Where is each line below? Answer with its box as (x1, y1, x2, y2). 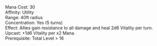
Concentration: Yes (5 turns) (5, 20, 63, 25)
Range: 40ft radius (5, 15, 43, 20)
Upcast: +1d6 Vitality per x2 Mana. (5, 30, 76, 36)
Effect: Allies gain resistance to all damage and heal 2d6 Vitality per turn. (5, 25, 153, 31)
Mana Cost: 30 (5, 4, 36, 10)
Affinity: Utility (5, 9, 35, 15)
